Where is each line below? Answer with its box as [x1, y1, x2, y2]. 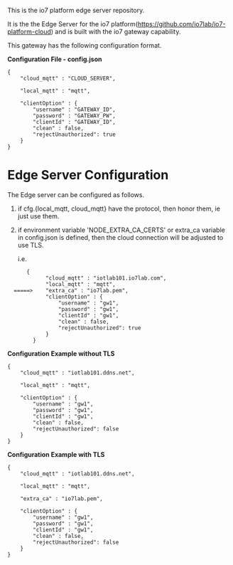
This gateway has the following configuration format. [7, 41, 162, 49]
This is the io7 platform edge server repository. [7, 6, 145, 14]
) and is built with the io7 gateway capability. [50, 28, 181, 36]
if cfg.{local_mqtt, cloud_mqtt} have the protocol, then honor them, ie [17, 204, 220, 213]
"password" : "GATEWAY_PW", [33, 112, 116, 120]
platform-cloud [7, 28, 52, 36]
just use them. [17, 211, 60, 220]
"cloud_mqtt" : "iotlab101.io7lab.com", [45, 274, 167, 282]
